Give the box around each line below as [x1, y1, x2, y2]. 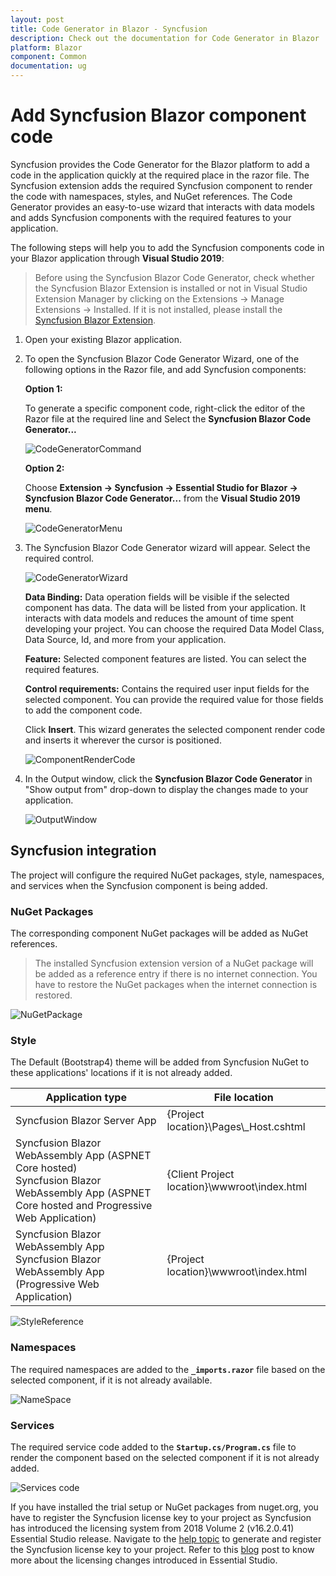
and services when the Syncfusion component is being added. [10, 879, 268, 891]
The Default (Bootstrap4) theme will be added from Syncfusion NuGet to [10, 1056, 310, 1068]
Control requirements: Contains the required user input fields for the [24, 682, 310, 695]
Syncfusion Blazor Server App [15, 1114, 157, 1128]
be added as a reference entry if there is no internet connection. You [34, 968, 318, 980]
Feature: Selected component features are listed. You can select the [24, 652, 307, 665]
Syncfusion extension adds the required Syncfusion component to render [10, 179, 313, 191]
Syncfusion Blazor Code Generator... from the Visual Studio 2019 [24, 492, 301, 504]
